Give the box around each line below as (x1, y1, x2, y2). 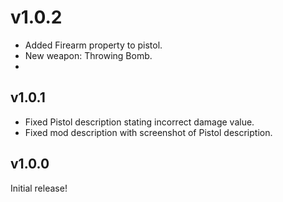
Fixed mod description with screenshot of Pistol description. (24, 126, 273, 138)
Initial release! (10, 182, 68, 194)
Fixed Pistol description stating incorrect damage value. (24, 116, 255, 128)
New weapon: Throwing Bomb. (24, 49, 153, 61)
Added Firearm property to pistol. (24, 39, 163, 51)
